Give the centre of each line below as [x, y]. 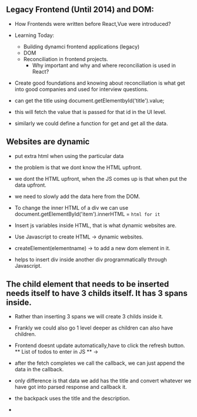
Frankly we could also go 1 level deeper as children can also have [94, 328]
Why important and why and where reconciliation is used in [104, 65]
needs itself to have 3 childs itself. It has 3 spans [97, 293]
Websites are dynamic [48, 142]
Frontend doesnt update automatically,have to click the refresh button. [100, 345]
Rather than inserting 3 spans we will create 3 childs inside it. [89, 317]
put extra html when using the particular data [69, 156]
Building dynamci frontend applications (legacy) [81, 46]
